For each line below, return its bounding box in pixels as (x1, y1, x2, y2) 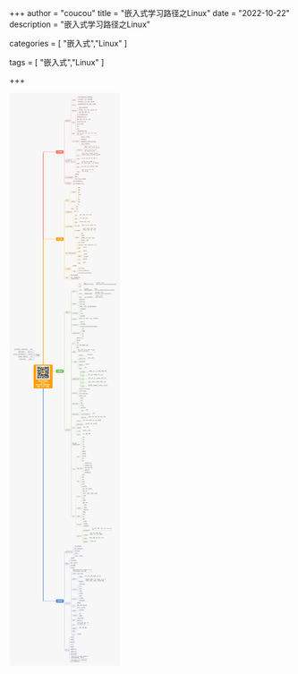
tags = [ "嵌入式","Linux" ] (9, 57, 105, 67)
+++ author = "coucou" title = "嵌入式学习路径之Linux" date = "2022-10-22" (9, 8, 291, 18)
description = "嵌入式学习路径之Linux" (9, 19, 150, 30)
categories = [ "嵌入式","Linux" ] (9, 38, 128, 48)
